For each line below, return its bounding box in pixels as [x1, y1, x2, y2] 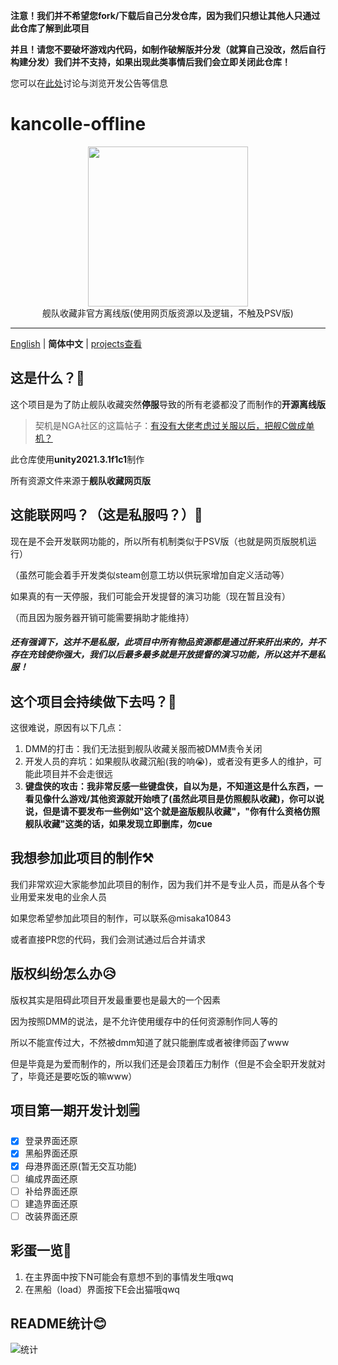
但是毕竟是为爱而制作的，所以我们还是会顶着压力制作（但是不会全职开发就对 [10, 1057, 326, 1069]
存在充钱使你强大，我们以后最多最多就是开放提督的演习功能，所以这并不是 [10, 649, 317, 661]
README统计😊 [10, 1315, 107, 1333]
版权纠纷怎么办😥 [10, 965, 117, 983]
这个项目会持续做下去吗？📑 [10, 693, 177, 710]
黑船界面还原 [24, 1147, 78, 1159]
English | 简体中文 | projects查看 [10, 337, 143, 349]
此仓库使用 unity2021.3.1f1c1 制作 [10, 453, 145, 465]
